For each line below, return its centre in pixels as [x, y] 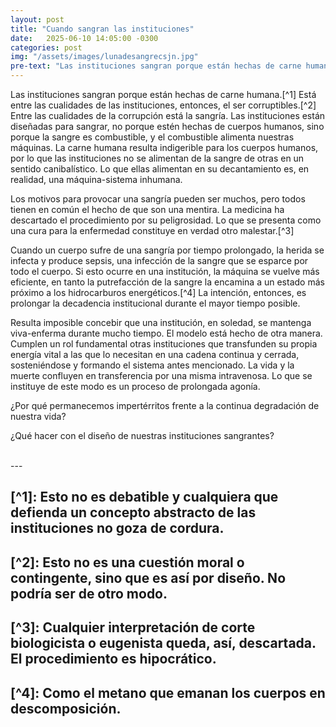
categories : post [46, 47]
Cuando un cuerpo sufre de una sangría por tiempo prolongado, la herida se [167, 250]
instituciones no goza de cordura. [117, 528]
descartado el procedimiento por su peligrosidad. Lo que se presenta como [166, 220]
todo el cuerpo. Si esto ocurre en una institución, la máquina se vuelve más [165, 271]
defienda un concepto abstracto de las [133, 512]
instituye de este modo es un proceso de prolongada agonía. [135, 386]
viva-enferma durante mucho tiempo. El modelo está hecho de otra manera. [166, 333]
